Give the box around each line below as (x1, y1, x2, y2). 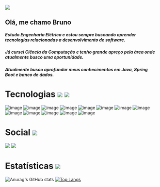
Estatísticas (5, 160, 54, 171)
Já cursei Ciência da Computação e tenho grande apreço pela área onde (5, 49, 155, 55)
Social (5, 126, 31, 138)
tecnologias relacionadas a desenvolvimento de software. (5, 37, 126, 43)
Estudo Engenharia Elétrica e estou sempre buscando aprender (5, 31, 136, 37)
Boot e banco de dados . (5, 72, 54, 78)
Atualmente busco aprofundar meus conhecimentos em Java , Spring (5, 66, 148, 72)
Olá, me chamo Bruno (5, 18, 72, 27)
